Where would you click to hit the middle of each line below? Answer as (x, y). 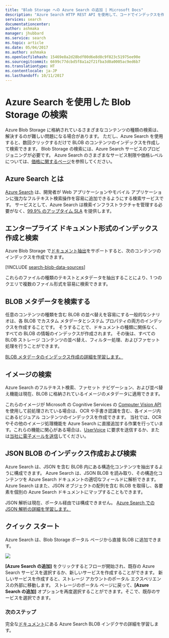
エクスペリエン (146, 578)
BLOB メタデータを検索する (48, 301)
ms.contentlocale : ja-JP (31, 71)
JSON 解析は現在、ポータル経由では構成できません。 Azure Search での (80, 503)
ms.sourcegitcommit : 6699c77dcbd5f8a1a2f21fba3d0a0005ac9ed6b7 (73, 62)
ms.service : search (26, 38)
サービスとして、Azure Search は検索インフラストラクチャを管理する (87, 205)
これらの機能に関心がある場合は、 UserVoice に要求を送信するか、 (82, 430)
